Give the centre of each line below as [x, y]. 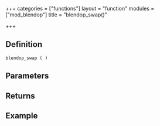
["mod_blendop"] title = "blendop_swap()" [57, 15]
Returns [21, 96]
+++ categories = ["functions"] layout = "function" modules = [80, 8]
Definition [24, 44]
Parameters [27, 76]
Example [22, 116]
